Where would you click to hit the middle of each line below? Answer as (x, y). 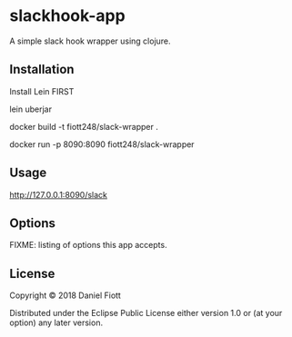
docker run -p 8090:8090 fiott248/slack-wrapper (102, 144)
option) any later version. (56, 322)
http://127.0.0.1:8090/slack (58, 194)
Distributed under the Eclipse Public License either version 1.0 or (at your (146, 313)
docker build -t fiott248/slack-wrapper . (84, 126)
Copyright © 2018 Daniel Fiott (65, 295)
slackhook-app (67, 16)
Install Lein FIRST (42, 91)
